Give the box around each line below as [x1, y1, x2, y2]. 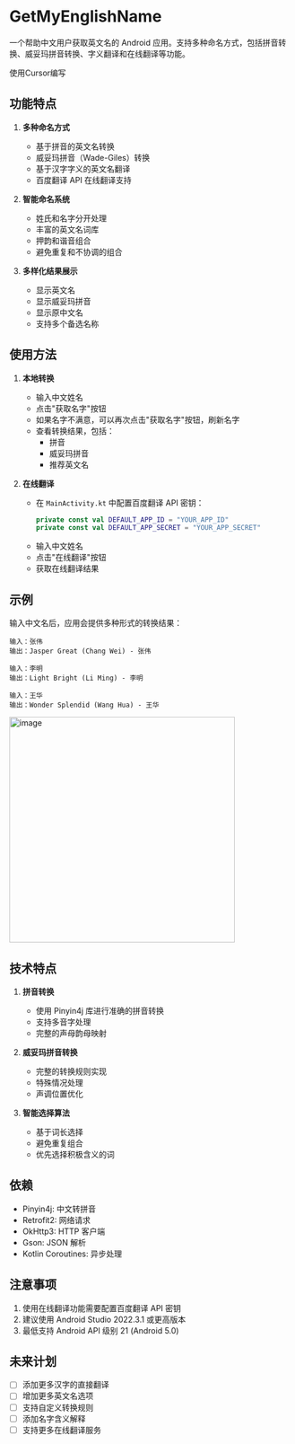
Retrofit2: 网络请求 [22, 1214, 91, 1225]
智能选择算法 [22, 1107, 70, 1118]
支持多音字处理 [35, 1017, 91, 1027]
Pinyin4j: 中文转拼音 [22, 1203, 97, 1214]
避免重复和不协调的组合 [35, 246, 123, 257]
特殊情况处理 [35, 1077, 83, 1087]
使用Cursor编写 [9, 67, 66, 78]
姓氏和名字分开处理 [35, 213, 108, 224]
